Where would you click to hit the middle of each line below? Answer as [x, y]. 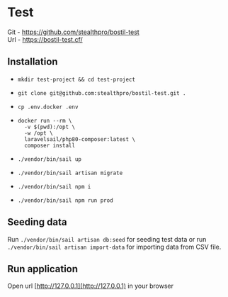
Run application [43, 269]
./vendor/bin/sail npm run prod [65, 200]
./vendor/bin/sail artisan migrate [70, 173]
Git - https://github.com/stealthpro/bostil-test [73, 32]
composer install [50, 145]
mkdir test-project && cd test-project [76, 79]
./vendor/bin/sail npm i [54, 186]
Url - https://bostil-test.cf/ [45, 39]
